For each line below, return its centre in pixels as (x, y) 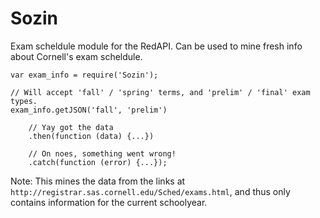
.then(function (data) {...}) (91, 136)
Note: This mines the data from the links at (98, 181)
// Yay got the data (71, 127)
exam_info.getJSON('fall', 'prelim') (89, 110)
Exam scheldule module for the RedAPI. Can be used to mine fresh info (156, 46)
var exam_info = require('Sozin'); (84, 75)
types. (24, 101)
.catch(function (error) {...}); (98, 162)
